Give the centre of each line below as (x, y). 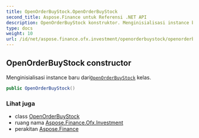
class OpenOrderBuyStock (47, 116)
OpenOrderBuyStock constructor (69, 63)
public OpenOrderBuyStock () (41, 88)
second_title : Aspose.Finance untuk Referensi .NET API (76, 17)
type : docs (20, 28)
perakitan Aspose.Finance (46, 129)
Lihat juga (21, 103)
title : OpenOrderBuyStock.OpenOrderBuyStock (62, 12)
